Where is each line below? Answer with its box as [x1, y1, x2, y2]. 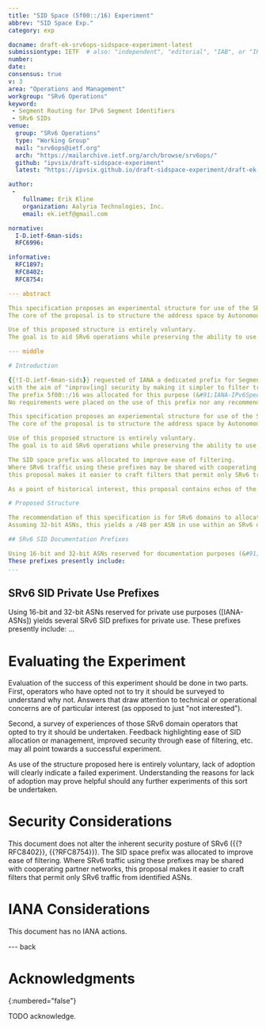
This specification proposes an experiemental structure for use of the [8, 413, 253, 420]
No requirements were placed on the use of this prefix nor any [8, 398, 225, 406]
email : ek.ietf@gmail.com [22, 209, 108, 218]
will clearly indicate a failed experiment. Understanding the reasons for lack [8, 768, 255, 778]
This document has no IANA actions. [8, 927, 128, 936]
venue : [8, 122, 30, 130]
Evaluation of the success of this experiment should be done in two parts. [8, 678, 249, 688]
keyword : [8, 100, 37, 108]
